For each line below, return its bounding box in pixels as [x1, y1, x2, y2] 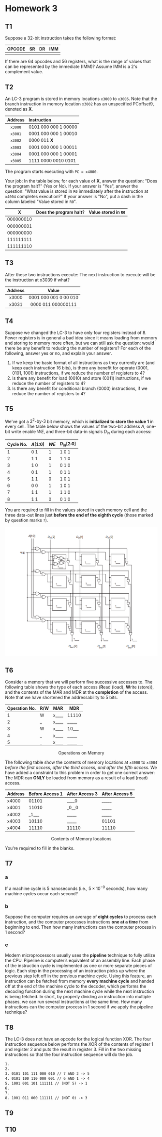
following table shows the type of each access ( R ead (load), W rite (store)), [5, 684, 154, 690]
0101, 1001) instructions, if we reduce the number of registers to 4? [12, 370, 145, 376]
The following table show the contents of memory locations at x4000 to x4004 [5, 759, 158, 765]
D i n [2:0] [59, 440, 76, 448]
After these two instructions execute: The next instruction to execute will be [5, 271, 156, 277]
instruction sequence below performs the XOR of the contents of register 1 [5, 1041, 153, 1047]
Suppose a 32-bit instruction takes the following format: [5, 35, 117, 41]
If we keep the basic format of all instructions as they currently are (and [12, 360, 155, 366]
